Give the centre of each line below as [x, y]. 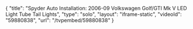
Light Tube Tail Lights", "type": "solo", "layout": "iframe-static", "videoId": [94, 14]
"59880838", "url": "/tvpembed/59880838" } [60, 20]
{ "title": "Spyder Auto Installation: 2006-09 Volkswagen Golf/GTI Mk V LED [96, 8]
